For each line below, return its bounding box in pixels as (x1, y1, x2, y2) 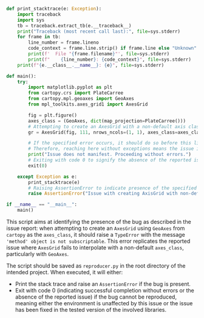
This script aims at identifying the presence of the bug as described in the (6, 218, 191, 225)
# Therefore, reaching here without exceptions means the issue (28, 146, 194, 152)
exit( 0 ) (28, 163, 47, 169)
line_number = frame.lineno (28, 39, 99, 46)
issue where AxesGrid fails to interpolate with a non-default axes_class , (6, 244, 184, 251)
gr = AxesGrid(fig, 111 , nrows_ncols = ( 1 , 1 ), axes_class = (28, 129, 178, 135)
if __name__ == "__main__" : (6, 201, 78, 208)
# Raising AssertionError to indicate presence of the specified (28, 185, 197, 191)
